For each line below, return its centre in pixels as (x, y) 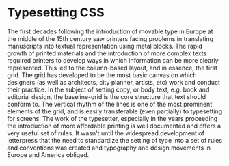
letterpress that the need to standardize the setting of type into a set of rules (115, 140)
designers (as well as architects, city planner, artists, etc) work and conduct (114, 82)
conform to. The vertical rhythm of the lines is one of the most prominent (110, 104)
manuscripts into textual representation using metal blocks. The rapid (105, 46)
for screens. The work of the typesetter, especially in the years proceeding (112, 118)
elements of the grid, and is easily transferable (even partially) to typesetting (115, 111)
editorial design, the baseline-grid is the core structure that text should (107, 96)
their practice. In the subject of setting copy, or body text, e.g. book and (108, 89)
